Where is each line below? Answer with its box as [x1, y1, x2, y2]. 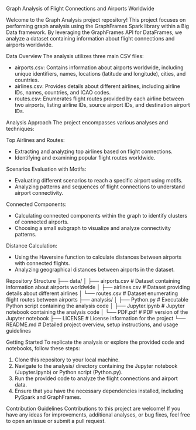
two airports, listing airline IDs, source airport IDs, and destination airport [14, 101, 190, 108]
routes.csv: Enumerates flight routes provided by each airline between [14, 95, 184, 102]
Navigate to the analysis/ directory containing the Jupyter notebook [14, 363, 178, 369]
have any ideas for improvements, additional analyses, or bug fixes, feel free [6, 411, 190, 418]
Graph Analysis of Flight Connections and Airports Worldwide [6, 5, 154, 12]
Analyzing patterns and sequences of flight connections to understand [14, 183, 185, 190]
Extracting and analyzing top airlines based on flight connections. [14, 148, 173, 155]
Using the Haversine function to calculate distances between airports [14, 253, 182, 260]
